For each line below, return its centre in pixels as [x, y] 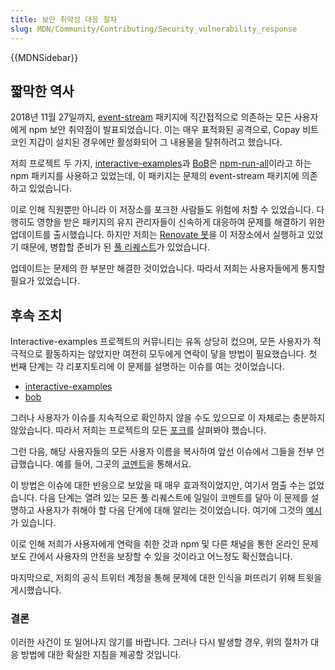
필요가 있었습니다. [45, 281]
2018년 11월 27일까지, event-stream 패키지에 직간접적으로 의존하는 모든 [151, 117]
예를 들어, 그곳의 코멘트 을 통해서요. [123, 464]
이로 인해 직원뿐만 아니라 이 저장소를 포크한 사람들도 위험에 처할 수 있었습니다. [162, 210]
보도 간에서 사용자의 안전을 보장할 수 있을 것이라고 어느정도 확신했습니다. [151, 557]
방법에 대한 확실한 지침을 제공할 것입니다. [101, 655]
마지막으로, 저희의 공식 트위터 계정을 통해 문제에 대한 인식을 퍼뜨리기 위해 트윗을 [166, 578]
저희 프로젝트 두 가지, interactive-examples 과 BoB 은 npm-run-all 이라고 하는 [161, 163]
